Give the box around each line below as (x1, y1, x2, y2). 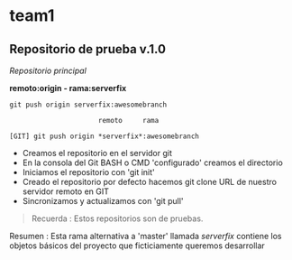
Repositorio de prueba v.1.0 (9, 42, 167, 57)
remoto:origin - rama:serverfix (9, 83, 127, 93)
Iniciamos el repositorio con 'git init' (22, 167, 155, 177)
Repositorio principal (9, 65, 87, 76)
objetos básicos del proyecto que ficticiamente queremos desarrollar (9, 240, 266, 251)
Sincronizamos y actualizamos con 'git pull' (22, 196, 184, 206)
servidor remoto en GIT (22, 186, 110, 197)
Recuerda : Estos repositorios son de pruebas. (31, 213, 204, 224)
